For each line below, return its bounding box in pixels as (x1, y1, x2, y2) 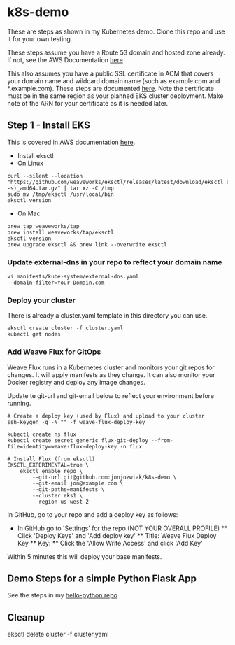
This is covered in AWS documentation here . (7, 138, 136, 146)
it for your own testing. (7, 34, 73, 43)
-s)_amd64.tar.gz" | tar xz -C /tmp (7, 185, 114, 192)
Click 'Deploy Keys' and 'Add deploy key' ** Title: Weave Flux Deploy (17, 531, 217, 539)
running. (7, 399, 31, 407)
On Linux (17, 159, 44, 167)
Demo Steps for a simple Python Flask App (7, 573, 197, 585)
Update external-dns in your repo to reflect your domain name (7, 257, 222, 267)
